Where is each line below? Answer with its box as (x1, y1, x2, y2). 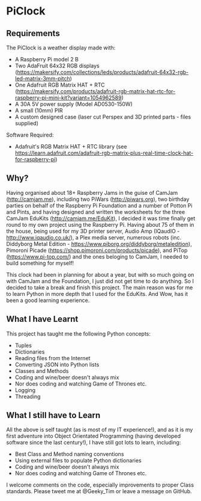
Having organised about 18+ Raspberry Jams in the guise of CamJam (6, 189, 178, 196)
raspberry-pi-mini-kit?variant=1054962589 (14, 94, 122, 101)
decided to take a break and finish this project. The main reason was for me (6, 284, 193, 291)
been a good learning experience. (6, 297, 90, 304)
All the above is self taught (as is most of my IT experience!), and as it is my (6, 426, 193, 434)
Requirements (6, 28, 60, 38)
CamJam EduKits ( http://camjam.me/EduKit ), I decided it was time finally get (6, 215, 196, 222)
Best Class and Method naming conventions (14, 450, 124, 458)
